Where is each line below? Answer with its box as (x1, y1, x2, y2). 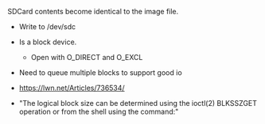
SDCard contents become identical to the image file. (7, 7, 179, 16)
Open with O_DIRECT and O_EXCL (30, 53, 143, 62)
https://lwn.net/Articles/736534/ (18, 83, 125, 92)
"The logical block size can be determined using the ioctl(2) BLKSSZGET (18, 99, 258, 107)
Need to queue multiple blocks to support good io (18, 68, 182, 77)
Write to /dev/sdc (18, 22, 76, 31)
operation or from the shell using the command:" (18, 107, 179, 116)
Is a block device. (18, 37, 77, 47)
